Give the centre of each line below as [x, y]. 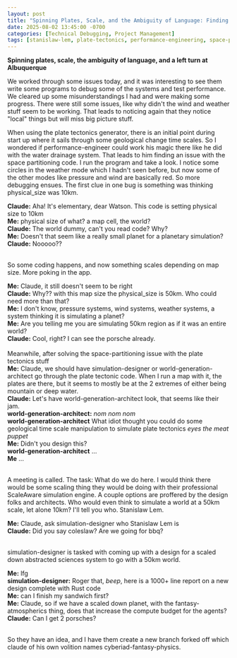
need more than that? [38, 301]
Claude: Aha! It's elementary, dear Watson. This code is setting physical [112, 206]
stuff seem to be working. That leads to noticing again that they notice [109, 112]
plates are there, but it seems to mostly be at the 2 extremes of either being [117, 384]
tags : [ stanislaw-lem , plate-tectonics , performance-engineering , [107, 40]
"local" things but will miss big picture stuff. [71, 119]
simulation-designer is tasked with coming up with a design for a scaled [112, 552]
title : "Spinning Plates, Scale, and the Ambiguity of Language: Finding [118, 20]
